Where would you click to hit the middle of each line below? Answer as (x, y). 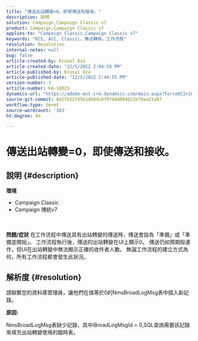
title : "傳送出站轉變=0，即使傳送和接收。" (54, 12)
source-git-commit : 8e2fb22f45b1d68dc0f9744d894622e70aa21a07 (84, 99)
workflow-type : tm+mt (33, 105)
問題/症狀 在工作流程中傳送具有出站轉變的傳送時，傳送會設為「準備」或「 (96, 235)
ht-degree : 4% (24, 116)
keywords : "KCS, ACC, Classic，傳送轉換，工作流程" (66, 39)
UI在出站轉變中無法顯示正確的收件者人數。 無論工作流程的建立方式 (103, 250)
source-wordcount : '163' (37, 110)
